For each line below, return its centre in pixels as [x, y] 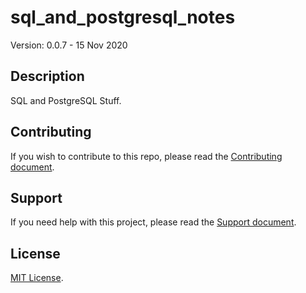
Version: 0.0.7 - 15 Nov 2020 [69, 45]
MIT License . [37, 278]
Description [47, 76]
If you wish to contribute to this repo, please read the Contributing [146, 156]
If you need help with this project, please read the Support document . [153, 222]
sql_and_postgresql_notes [123, 17]
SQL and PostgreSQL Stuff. [66, 100]
